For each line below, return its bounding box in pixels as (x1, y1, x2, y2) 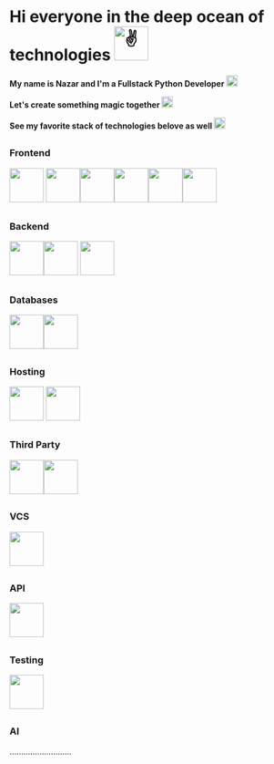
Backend (9, 221, 50, 233)
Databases (9, 294, 58, 306)
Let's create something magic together (9, 98, 160, 110)
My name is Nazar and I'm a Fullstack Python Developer (9, 77, 225, 88)
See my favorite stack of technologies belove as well (9, 120, 212, 131)
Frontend (9, 147, 51, 160)
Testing (9, 654, 44, 666)
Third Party (9, 439, 61, 451)
